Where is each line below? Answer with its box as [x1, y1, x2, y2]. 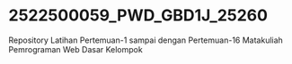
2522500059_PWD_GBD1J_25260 [8, 5, 269, 26]
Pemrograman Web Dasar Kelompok [8, 44, 143, 54]
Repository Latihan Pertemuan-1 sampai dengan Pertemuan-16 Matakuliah [8, 35, 284, 45]
